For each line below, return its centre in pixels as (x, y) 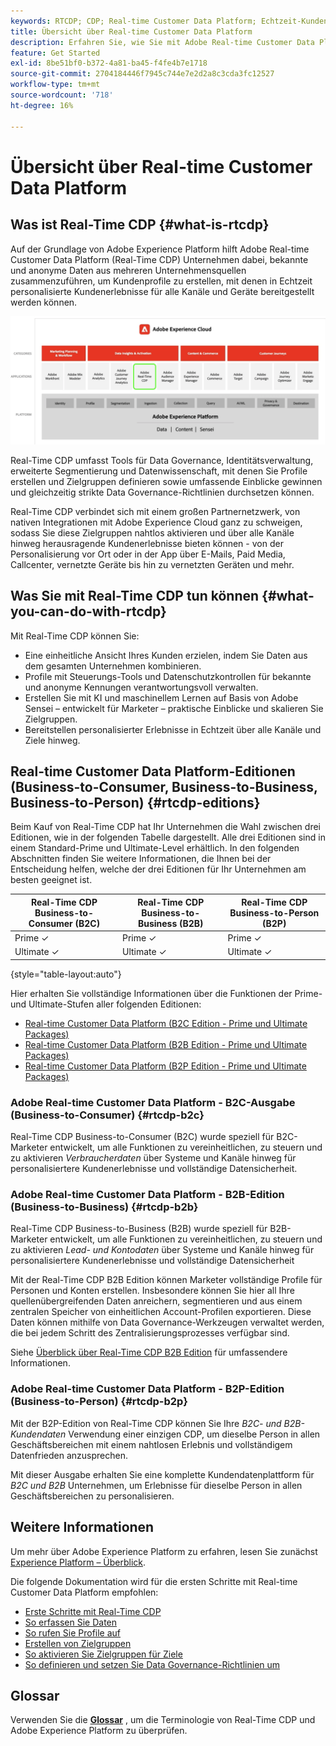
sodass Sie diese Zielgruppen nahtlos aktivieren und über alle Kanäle (152, 532)
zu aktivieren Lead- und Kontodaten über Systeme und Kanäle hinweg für (162, 1250)
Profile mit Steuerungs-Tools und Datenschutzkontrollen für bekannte (168, 676)
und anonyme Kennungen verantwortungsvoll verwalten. (141, 687)
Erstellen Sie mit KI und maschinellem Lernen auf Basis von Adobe (161, 697)
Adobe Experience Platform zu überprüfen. (99, 1731)
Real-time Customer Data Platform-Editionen (153, 771)
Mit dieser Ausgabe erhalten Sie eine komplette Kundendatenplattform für (162, 1474)
